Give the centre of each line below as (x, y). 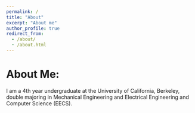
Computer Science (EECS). (39, 103)
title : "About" (25, 17)
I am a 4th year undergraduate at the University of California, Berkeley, (93, 90)
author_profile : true (33, 28)
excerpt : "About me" (32, 23)
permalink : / (22, 12)
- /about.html (29, 45)
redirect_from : (25, 34)
